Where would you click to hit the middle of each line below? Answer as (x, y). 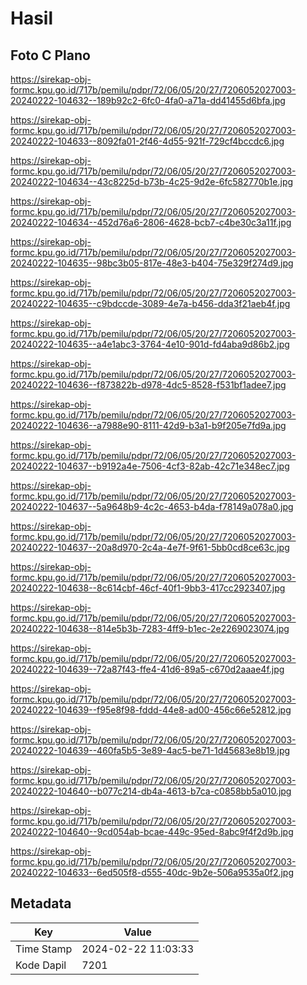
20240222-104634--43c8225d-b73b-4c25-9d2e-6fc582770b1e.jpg (152, 181)
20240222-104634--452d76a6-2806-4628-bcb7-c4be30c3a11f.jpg (151, 222)
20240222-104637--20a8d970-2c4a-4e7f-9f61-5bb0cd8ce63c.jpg (150, 547)
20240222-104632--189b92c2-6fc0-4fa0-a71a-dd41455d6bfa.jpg (148, 100)
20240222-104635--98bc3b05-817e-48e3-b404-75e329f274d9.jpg (152, 263)
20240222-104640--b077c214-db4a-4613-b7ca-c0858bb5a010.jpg (151, 791)
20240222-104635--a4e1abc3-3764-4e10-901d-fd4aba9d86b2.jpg (150, 344)
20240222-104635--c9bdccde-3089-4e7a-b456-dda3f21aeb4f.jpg (150, 303)
